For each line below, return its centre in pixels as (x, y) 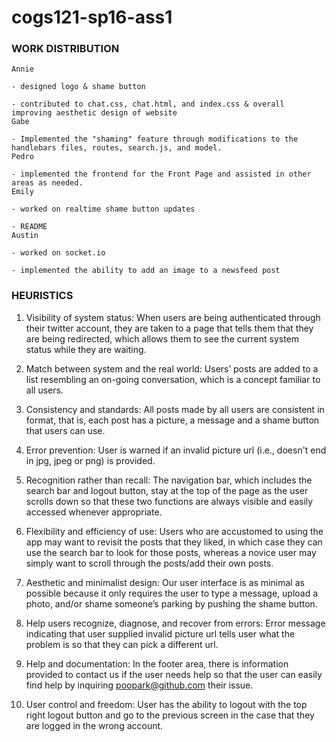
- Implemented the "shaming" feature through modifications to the (155, 139)
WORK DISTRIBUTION (65, 49)
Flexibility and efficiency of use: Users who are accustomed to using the (174, 531)
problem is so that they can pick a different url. (122, 644)
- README (29, 227)
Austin (25, 236)
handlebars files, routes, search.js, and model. (117, 148)
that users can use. (65, 430)
